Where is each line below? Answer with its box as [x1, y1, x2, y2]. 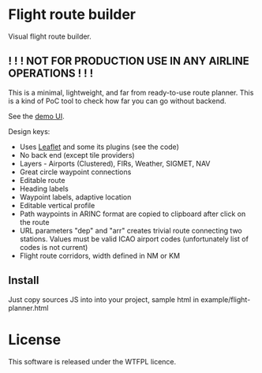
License [8, 330, 62, 349]
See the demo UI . [8, 111, 65, 121]
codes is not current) [19, 242, 88, 252]
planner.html [8, 303, 49, 312]
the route [19, 217, 50, 226]
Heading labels [19, 184, 69, 193]
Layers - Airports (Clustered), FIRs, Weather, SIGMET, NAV [19, 159, 211, 168]
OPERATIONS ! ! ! [8, 67, 94, 80]
